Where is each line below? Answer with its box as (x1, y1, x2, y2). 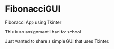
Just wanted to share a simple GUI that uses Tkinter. (5, 38, 110, 44)
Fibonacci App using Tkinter (5, 19, 62, 25)
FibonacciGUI (5, 3, 61, 15)
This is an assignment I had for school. (5, 29, 82, 34)
